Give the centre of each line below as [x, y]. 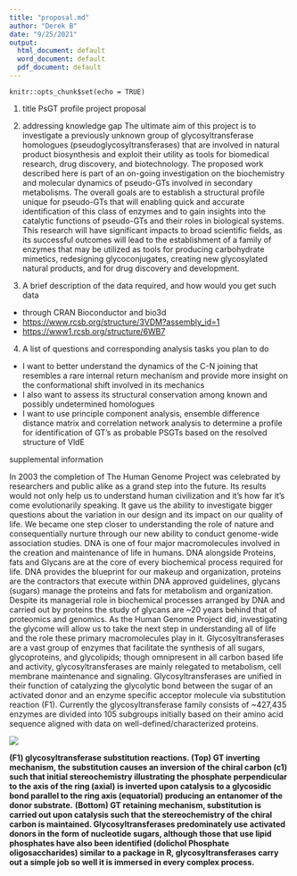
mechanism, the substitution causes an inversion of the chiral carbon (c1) [148, 767]
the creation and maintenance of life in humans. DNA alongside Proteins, [143, 552]
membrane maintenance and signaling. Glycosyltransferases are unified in [146, 676]
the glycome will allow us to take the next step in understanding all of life [143, 628]
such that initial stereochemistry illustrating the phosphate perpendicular [148, 776]
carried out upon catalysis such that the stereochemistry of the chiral [141, 814]
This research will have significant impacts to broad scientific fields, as [152, 230]
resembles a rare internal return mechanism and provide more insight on [155, 375]
